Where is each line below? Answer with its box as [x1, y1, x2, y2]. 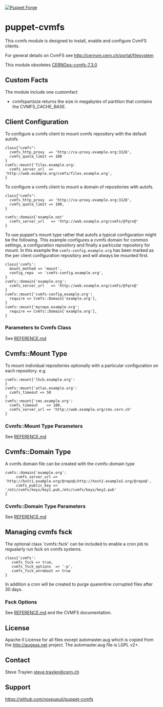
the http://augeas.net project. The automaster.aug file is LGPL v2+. [5, 642, 140, 647]
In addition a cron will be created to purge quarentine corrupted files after [5, 581, 153, 587]
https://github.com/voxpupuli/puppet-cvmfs [5, 696, 94, 702]
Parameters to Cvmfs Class [5, 324, 72, 331]
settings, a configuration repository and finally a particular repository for [5, 242, 150, 248]
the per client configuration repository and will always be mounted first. [5, 252, 149, 258]
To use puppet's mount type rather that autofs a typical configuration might [5, 232, 157, 238]
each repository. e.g [5, 367, 45, 373]
